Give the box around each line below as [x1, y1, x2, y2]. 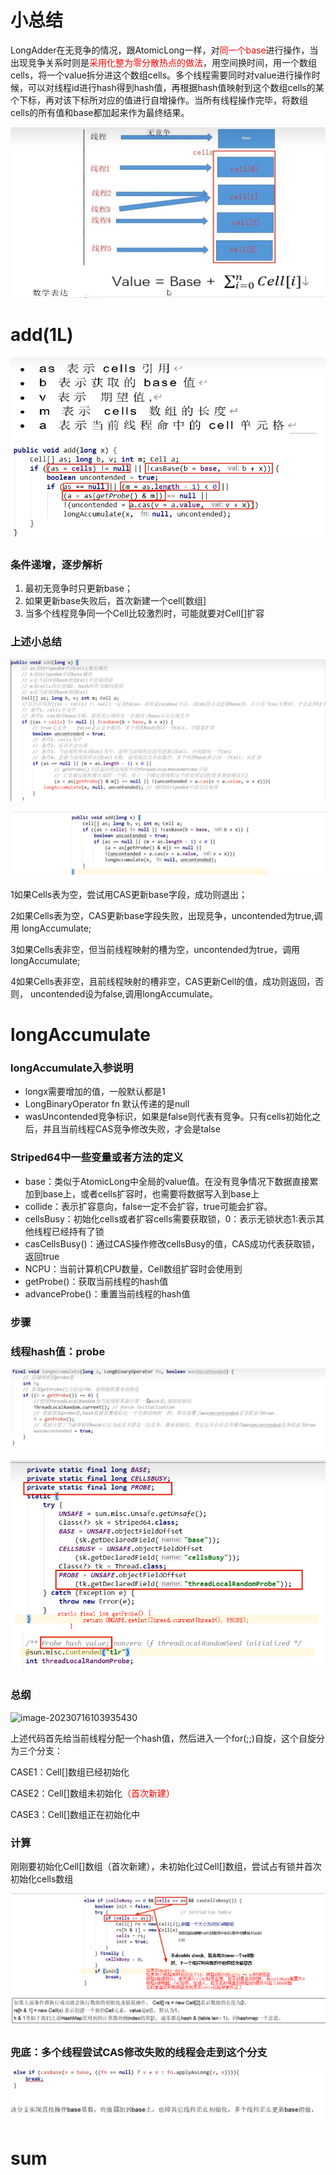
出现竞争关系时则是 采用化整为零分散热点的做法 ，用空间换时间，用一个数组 [10, 56, 317, 68]
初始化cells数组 [10, 1872, 74, 1885]
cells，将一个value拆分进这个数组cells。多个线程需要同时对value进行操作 [10, 69, 312, 81]
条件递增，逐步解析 [10, 558, 103, 572]
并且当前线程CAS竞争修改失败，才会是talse [42, 1123, 221, 1135]
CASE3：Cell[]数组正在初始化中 [10, 1808, 141, 1820]
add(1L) [10, 323, 74, 346]
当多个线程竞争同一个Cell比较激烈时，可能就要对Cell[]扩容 [24, 607, 265, 620]
